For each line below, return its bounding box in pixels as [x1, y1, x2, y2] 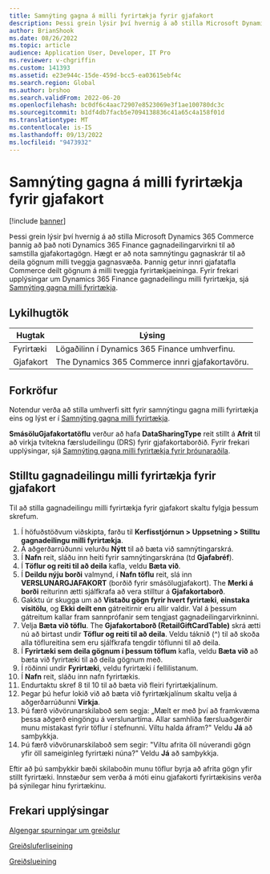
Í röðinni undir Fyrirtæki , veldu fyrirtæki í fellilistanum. [20, 663, 199, 673]
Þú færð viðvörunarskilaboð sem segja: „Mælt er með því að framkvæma [20, 706, 260, 715]
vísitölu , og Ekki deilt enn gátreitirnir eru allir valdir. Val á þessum [20, 603, 237, 613]
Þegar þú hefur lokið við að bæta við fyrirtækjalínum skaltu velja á [20, 688, 237, 698]
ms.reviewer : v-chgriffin [9, 57, 95, 65]
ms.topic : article [9, 42, 71, 50]
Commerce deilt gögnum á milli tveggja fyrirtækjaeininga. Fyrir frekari [9, 266, 239, 276]
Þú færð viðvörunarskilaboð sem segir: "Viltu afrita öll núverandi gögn [20, 739, 252, 749]
